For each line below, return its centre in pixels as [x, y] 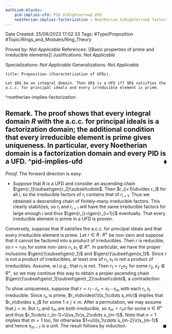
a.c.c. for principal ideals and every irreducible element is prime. [82, 88]
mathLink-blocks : [24, 10]
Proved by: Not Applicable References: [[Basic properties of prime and [80, 50]
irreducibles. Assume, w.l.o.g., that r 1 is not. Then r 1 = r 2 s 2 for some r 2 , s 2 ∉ [85, 266]
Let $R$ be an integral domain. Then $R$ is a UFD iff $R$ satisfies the [86, 83]
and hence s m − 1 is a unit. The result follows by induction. [66, 326]
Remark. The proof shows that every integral [78, 113]
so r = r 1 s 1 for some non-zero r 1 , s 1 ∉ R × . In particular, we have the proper [83, 247]
